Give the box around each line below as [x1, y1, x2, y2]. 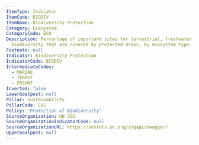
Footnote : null [6, 47, 44, 53]
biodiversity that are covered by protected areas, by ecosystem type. [11, 42, 192, 48]
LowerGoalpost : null [6, 91, 57, 97]
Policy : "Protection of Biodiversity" [6, 108, 102, 114]
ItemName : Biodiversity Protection [6, 20, 94, 25]
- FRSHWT [11, 80, 33, 86]
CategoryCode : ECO [6, 31, 52, 37]
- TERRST [11, 75, 33, 80]
